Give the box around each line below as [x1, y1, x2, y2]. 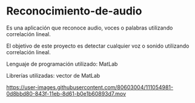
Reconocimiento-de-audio [6, 4, 142, 18]
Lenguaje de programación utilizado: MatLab [6, 60, 118, 67]
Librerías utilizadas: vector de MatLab [6, 72, 101, 79]
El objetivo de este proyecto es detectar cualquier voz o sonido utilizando [6, 42, 190, 49]
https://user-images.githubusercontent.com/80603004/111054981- [6, 83, 174, 91]
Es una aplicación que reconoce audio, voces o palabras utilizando [6, 24, 173, 31]
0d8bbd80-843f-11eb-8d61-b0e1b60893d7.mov [6, 90, 126, 97]
